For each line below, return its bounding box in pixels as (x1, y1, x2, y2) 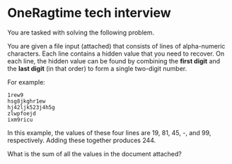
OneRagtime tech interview (7, 5, 171, 21)
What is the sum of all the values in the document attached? (7, 149, 182, 158)
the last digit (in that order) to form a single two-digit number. (7, 64, 187, 72)
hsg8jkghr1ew (7, 97, 46, 105)
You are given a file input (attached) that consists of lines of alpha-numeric (7, 42, 226, 50)
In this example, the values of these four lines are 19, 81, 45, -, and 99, (7, 128, 211, 137)
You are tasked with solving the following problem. (7, 28, 155, 37)
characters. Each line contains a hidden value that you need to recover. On (7, 49, 225, 58)
